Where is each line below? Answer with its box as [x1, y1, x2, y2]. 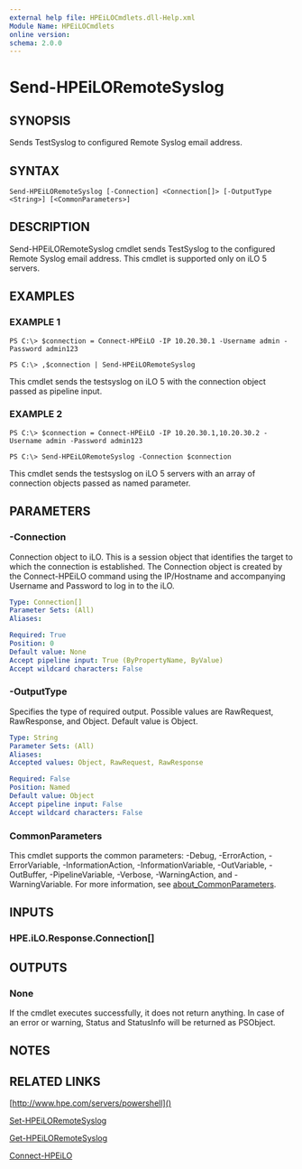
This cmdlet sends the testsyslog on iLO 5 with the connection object [9, 376, 266, 386]
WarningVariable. [9, 879, 74, 890]
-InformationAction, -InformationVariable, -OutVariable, [62, 859, 268, 871]
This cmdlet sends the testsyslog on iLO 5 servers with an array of [9, 468, 256, 478]
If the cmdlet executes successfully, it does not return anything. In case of [9, 1007, 285, 1018]
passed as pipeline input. [9, 385, 103, 396]
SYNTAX [9, 163, 60, 179]
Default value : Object [9, 792, 95, 801]
